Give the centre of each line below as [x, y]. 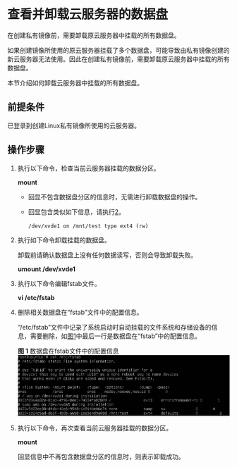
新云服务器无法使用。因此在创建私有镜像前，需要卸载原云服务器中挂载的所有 [119, 59]
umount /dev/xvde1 [47, 269]
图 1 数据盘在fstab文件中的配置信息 [68, 351]
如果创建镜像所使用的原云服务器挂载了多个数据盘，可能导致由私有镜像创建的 [119, 50]
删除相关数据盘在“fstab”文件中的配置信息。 [80, 312]
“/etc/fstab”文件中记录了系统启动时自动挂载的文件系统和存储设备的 [114, 327]
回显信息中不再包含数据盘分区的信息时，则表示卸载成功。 [101, 457]
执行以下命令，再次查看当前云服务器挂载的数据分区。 [95, 428]
